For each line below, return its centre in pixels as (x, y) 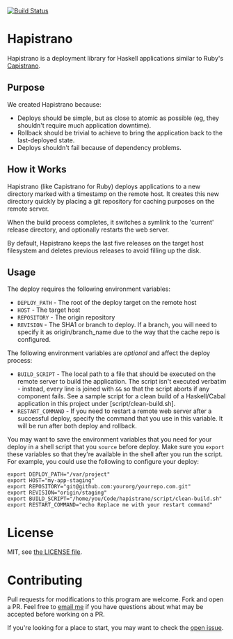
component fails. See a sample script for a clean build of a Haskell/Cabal (121, 396)
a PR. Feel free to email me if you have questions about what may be (105, 607)
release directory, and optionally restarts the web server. (88, 230)
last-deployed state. (46, 140)
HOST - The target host (49, 310)
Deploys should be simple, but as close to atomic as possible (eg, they (118, 118)
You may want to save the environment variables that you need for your (110, 439)
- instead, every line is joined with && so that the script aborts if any (113, 389)
